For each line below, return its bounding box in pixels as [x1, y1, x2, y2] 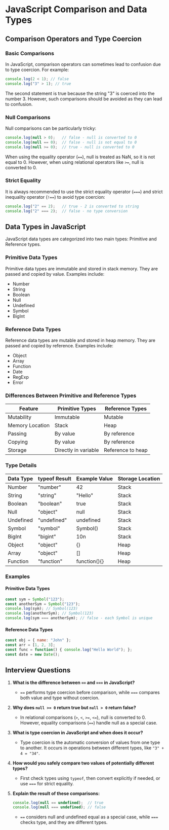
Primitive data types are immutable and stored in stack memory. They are [5, 265, 158, 272]
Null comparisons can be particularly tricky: [5, 125, 97, 131]
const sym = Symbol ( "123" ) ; [5, 597, 65, 602]
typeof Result [37, 475, 72, 482]
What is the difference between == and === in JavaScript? [12, 679, 135, 685]
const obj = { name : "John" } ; [5, 638, 71, 643]
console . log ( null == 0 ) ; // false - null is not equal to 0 [5, 139, 137, 145]
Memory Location [8, 422, 50, 429]
